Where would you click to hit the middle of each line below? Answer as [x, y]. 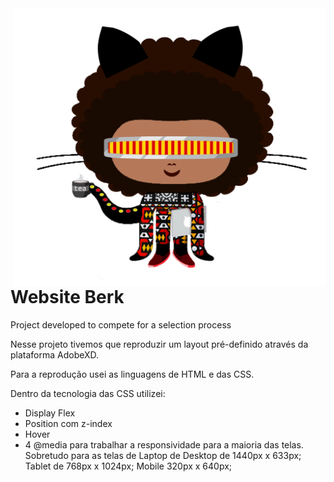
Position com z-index [68, 423]
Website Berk [67, 296]
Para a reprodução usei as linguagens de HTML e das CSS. [132, 374]
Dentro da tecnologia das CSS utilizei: [88, 393]
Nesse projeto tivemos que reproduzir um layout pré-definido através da [159, 344]
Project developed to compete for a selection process [121, 324]
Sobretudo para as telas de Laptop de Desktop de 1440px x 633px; [163, 455]
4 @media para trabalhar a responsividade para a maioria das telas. [164, 444]
